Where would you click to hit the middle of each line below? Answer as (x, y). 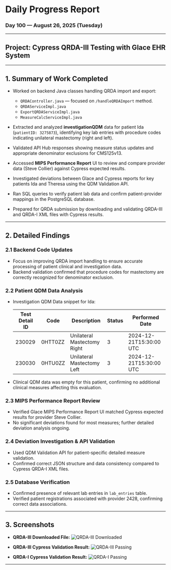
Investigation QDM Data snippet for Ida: (54, 302)
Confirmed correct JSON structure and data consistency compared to (86, 463)
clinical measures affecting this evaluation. (57, 388)
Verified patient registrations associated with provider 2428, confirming (88, 498)
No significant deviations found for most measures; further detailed (83, 423)
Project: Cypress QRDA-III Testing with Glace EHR (85, 47)
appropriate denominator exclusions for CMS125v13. (67, 153)
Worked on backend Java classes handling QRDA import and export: (84, 91)
